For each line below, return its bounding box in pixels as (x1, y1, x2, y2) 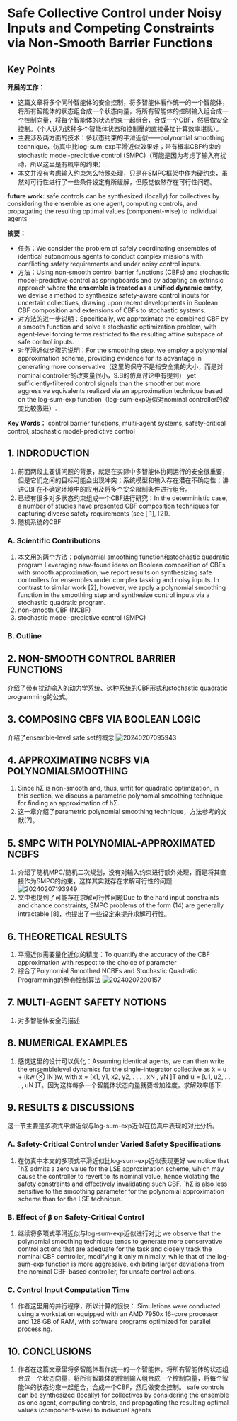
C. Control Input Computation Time (7, 1285, 130, 1295)
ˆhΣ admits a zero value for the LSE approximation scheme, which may (17, 1164, 224, 1173)
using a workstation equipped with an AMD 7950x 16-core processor (17, 1310, 219, 1318)
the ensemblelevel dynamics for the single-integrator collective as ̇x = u (17, 1065, 227, 1073)
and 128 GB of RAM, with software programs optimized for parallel (17, 1318, 211, 1326)
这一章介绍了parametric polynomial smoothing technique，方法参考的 (17, 808, 221, 816)
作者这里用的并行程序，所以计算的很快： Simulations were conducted (17, 1302, 221, 1310)
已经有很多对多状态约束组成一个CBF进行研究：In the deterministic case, (17, 494, 228, 502)
